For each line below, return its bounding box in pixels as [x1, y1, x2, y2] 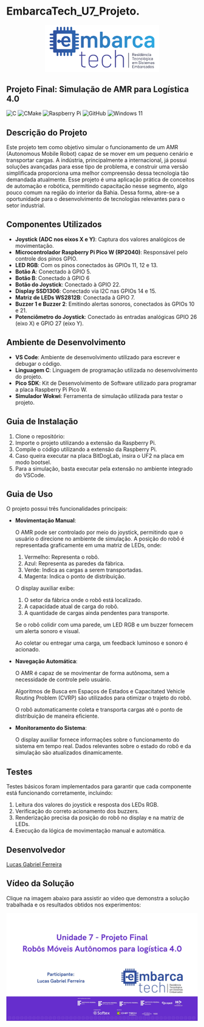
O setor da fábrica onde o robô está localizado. [24, 597, 143, 604]
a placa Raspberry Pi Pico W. [15, 385, 88, 393]
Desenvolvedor [6, 844, 66, 855]
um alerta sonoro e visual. [15, 628, 80, 635]
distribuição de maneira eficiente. [15, 712, 99, 720]
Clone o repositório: [15, 432, 65, 440]
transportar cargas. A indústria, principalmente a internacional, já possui [6, 156, 187, 164]
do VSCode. [15, 471, 46, 478]
